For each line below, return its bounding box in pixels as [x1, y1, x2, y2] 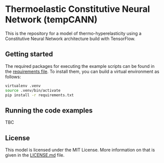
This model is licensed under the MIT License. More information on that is [5, 147, 155, 153]
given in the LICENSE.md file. [5, 152, 65, 158]
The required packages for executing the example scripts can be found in [5, 63, 155, 69]
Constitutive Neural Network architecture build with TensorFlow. [5, 36, 136, 42]
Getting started [5, 50, 53, 58]
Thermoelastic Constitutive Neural [5, 3, 150, 15]
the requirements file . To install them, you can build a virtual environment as [5, 68, 160, 74]
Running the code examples [5, 106, 93, 114]
